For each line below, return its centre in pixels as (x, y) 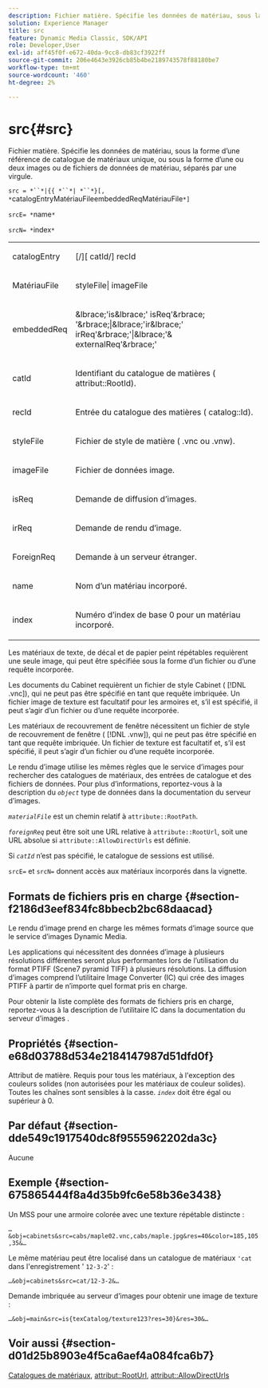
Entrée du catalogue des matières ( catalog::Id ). (164, 412)
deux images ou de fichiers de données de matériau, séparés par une (122, 168)
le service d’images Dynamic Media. (68, 937)
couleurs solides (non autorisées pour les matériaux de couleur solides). (127, 1084)
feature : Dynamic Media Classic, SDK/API (78, 38)
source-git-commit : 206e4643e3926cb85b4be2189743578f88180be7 (114, 61)
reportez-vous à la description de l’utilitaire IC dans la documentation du (127, 1010)
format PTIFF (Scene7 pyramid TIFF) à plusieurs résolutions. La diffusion (128, 969)
